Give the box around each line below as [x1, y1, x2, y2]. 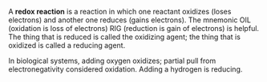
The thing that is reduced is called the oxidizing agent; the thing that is [8, 32, 241, 41]
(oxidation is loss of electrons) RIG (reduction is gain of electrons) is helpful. [8, 24, 259, 33]
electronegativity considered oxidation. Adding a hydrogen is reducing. [8, 64, 243, 74]
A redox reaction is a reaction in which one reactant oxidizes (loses [8, 7, 232, 16]
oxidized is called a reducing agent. [8, 41, 126, 50]
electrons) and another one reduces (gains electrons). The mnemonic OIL [8, 15, 251, 25]
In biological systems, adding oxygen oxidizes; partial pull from [8, 56, 216, 65]
